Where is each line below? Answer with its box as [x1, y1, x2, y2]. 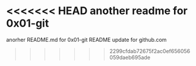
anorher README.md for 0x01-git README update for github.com [6, 36, 167, 43]
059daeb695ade [109, 54, 150, 61]
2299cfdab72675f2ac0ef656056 [109, 47, 191, 54]
